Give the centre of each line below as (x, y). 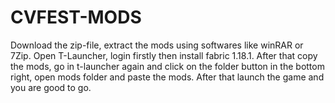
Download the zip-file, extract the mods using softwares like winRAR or (157, 45)
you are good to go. (51, 87)
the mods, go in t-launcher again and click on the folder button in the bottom (167, 66)
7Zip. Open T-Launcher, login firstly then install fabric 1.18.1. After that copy (164, 55)
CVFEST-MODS (76, 17)
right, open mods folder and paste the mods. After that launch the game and (167, 77)
